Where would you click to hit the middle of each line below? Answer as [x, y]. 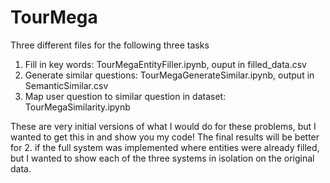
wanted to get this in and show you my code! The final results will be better [165, 137]
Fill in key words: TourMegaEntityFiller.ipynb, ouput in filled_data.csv [165, 64]
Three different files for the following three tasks [110, 45]
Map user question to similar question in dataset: [125, 96]
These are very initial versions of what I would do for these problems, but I [163, 126]
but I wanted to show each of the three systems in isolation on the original [162, 158]
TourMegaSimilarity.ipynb [77, 107]
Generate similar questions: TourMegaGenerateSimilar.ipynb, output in [169, 75]
